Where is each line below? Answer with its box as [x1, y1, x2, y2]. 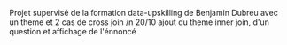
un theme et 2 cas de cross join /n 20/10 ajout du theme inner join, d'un [9, 17, 270, 27]
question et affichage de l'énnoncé [9, 26, 137, 36]
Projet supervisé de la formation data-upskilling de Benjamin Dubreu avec [9, 8, 279, 18]
